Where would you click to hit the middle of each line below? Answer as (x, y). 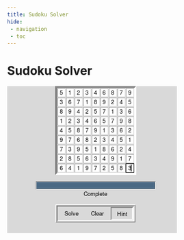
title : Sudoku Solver (38, 14)
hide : (15, 22)
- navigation (29, 29)
